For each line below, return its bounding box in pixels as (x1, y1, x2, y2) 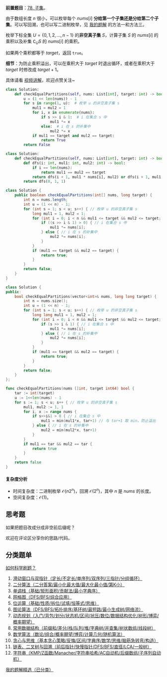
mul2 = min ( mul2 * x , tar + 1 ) (41, 428, 97, 433)
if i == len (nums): (32, 165, 72, 170)
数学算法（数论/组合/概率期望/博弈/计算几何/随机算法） (12, 631, 125, 637)
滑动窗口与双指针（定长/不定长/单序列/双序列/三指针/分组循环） (12, 576, 143, 582)
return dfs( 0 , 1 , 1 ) (23, 179, 66, 184)
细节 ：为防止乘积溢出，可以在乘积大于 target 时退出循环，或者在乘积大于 (5, 60, 155, 66)
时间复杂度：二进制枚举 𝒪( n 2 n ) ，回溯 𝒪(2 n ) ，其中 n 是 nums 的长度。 (12, 487, 154, 494)
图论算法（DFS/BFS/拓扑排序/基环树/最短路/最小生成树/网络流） (12, 606, 143, 612)
